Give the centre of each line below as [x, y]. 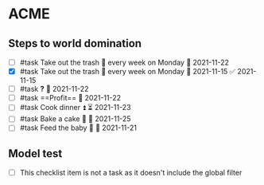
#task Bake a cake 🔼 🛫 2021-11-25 [75, 119]
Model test [35, 154]
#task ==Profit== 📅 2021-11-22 [70, 98]
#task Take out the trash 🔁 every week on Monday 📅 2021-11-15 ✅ [128, 72]
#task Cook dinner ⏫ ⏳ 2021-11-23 [75, 108]
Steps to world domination [75, 43]
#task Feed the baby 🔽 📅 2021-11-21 [78, 128]
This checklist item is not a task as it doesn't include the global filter [131, 173]
